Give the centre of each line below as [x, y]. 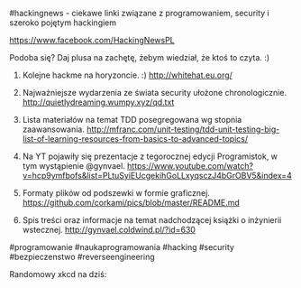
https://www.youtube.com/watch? [191, 166]
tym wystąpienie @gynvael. [74, 166]
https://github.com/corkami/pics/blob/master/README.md [131, 203]
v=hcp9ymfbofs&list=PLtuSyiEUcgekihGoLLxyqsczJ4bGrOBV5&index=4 [157, 176]
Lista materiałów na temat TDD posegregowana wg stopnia [132, 120]
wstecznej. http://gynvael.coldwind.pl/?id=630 [109, 230]
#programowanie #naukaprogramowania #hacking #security [122, 247]
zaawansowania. [54, 129]
